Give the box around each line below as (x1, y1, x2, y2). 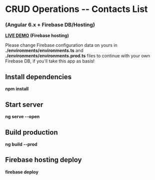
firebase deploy (5, 169, 39, 175)
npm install (5, 86, 29, 92)
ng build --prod (5, 141, 37, 147)
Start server (5, 100, 43, 109)
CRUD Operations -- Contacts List (5, 3, 148, 15)
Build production (5, 128, 58, 137)
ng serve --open (5, 114, 40, 120)
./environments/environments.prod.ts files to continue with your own (5, 53, 151, 59)
